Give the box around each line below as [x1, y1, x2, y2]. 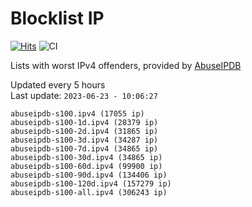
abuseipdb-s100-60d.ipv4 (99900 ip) [10, 161, 163, 171]
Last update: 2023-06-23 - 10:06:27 [10, 89, 158, 101]
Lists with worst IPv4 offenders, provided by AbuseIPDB [10, 59, 242, 71]
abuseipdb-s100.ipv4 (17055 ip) [10, 108, 145, 119]
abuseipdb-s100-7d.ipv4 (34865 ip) [10, 143, 159, 154]
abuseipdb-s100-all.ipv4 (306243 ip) [10, 187, 168, 197]
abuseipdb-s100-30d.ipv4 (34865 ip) [10, 152, 163, 162]
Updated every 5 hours [10, 78, 106, 91]
